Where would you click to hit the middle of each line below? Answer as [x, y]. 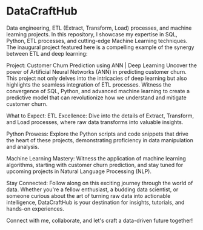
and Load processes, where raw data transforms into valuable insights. [95, 122]
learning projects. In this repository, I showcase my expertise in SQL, [92, 34]
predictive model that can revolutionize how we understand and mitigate [96, 97]
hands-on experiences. [35, 209]
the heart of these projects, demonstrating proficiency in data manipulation [100, 140]
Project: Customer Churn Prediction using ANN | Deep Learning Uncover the [101, 65]
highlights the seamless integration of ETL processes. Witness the [89, 84]
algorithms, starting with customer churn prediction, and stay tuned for [95, 165]
